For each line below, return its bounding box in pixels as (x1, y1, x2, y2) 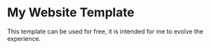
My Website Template (7, 5, 135, 20)
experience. (7, 34, 41, 42)
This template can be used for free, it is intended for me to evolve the (7, 27, 204, 35)
